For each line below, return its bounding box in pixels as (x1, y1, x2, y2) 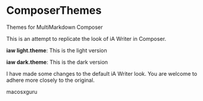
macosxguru (6, 88, 38, 95)
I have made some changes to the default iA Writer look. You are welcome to (6, 70, 198, 77)
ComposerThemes (6, 4, 102, 17)
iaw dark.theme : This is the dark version (6, 58, 108, 66)
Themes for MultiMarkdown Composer (6, 23, 103, 31)
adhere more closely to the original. (6, 76, 95, 84)
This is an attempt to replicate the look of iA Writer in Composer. (6, 35, 167, 42)
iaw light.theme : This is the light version (6, 46, 107, 54)
